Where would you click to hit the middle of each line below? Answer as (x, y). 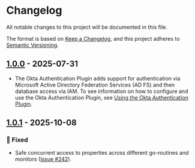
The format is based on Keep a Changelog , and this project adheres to (93, 38)
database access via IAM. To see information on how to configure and (101, 91)
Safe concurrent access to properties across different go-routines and (102, 153)
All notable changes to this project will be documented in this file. (87, 27)
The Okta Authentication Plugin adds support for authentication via (97, 78)
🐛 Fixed (17, 140)
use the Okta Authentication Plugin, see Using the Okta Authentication (102, 97)
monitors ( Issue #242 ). (43, 159)
